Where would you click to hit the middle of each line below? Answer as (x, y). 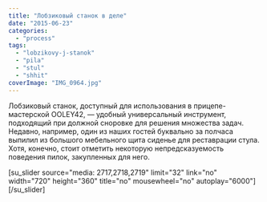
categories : (28, 30)
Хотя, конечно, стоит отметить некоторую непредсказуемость (116, 148)
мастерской (29, 114)
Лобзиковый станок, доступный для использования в (100, 106)
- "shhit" (32, 75)
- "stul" (30, 68)
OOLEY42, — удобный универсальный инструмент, (139, 114)
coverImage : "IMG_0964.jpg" (55, 83)
